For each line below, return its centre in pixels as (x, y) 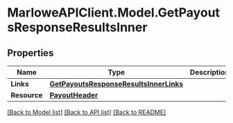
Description (210, 72)
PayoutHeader (74, 95)
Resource (27, 95)
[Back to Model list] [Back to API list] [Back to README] (87, 112)
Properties (31, 53)
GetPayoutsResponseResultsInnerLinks (116, 84)
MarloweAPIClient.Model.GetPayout (114, 13)
